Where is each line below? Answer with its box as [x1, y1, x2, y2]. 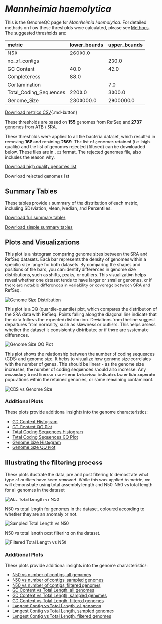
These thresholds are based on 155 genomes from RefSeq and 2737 [5, 119, 142, 125]
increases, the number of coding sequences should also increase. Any [5, 366, 146, 372]
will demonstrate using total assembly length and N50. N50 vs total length [5, 481, 153, 487]
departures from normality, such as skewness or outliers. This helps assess [5, 321, 156, 327]
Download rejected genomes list [5, 173, 70, 178]
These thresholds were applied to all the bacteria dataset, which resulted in [5, 133, 156, 139]
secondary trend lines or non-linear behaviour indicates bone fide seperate [5, 371, 155, 377]
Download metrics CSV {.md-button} [5, 109, 78, 115]
